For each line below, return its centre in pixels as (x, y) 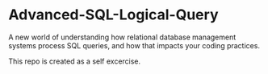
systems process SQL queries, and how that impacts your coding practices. (134, 45)
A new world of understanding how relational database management (122, 37)
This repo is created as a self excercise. (75, 61)
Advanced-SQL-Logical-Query (113, 15)
